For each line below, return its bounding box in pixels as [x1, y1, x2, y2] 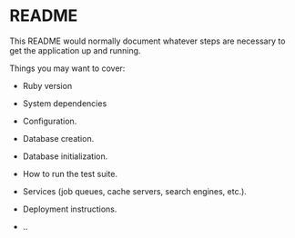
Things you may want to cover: [9, 63, 126, 74]
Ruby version [22, 80, 73, 91]
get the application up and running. [9, 45, 141, 55]
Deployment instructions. [22, 203, 117, 214]
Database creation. [22, 133, 95, 144]
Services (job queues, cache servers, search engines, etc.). [22, 185, 248, 196]
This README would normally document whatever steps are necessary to [9, 35, 286, 46]
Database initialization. [22, 151, 108, 162]
